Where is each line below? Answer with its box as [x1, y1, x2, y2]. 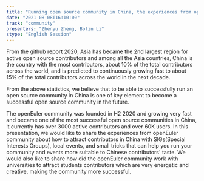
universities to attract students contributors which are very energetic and [6, 162, 189, 169]
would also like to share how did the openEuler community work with [6, 155, 178, 162]
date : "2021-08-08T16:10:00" [6, 15, 80, 21]
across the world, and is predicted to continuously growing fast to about [6, 67, 187, 74]
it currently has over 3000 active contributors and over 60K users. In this [6, 123, 189, 130]
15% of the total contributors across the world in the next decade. [6, 74, 171, 81]
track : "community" [6, 20, 56, 26]
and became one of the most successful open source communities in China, [6, 116, 197, 124]
